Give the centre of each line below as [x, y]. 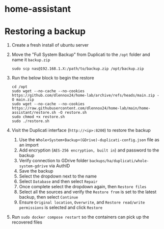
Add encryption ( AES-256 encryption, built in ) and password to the [89, 150]
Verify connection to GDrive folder [54, 161]
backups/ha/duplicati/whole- [119, 161]
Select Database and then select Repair [58, 181]
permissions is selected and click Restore [61, 207]
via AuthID [59, 166]
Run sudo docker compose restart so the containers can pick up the [80, 217]
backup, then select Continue [48, 197]
